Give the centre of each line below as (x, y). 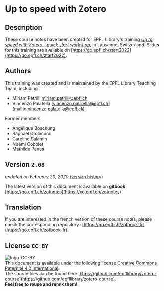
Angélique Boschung (34, 128)
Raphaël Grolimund (32, 133)
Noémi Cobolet (28, 144)
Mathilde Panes (28, 149)
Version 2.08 (25, 165)
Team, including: (22, 88)
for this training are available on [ (39, 50)
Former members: (24, 118)
